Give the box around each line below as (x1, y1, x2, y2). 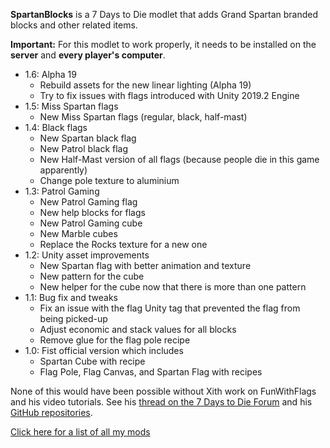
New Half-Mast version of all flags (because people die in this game (39, 154, 320, 165)
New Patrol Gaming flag (39, 196, 138, 208)
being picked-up (39, 313, 108, 324)
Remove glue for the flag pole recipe (39, 334, 191, 346)
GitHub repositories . (10, 407, 93, 418)
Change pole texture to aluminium (39, 175, 180, 186)
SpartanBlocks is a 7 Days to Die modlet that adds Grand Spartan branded (10, 9, 319, 20)
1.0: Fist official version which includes (24, 345, 184, 356)
